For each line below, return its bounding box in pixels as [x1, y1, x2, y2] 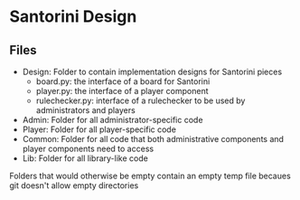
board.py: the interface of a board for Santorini [35, 76, 211, 87]
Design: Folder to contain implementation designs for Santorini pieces [22, 66, 283, 77]
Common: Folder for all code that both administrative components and [22, 134, 285, 144]
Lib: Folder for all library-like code [22, 153, 149, 164]
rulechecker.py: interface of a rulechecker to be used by [35, 95, 246, 106]
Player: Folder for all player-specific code [22, 124, 176, 135]
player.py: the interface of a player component [35, 86, 209, 96]
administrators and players [35, 105, 136, 115]
